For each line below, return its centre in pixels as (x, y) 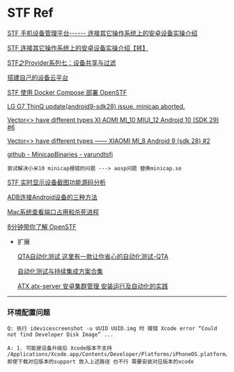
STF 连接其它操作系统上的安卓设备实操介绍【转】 (78, 47)
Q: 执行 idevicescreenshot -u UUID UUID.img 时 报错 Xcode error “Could (112, 329)
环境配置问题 (29, 312)
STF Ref (30, 13)
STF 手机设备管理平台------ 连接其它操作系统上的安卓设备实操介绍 (102, 33)
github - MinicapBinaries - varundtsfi (60, 154)
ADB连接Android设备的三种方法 (52, 197)
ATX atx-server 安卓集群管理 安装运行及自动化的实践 (93, 286)
